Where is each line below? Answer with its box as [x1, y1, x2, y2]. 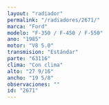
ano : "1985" [7, 36, 41, 43]
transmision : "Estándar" [7, 49, 79, 56]
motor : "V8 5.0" [7, 42, 54, 49]
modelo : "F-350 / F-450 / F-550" [7, 29, 103, 37]
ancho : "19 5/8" [7, 74, 54, 82]
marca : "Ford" [7, 23, 48, 30]
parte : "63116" [7, 55, 51, 62]
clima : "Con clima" [7, 61, 63, 68]
